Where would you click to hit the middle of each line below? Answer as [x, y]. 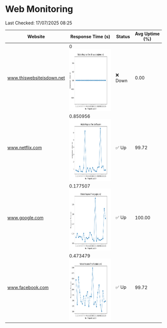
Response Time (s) [90, 36]
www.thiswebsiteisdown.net [36, 78]
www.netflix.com [25, 148]
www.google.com [25, 217]
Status [123, 36]
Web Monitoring [39, 9]
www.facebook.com [28, 287]
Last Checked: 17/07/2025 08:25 [39, 23]
